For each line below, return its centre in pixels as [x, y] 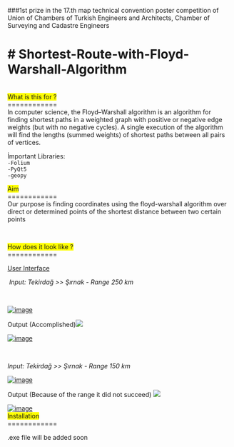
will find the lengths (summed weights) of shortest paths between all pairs [116, 134]
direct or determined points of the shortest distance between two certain [115, 211]
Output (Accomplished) [42, 324]
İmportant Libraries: [36, 156]
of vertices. [24, 142]
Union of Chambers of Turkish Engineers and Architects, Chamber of [109, 18]
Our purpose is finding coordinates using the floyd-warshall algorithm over [117, 204]
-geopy [17, 175]
